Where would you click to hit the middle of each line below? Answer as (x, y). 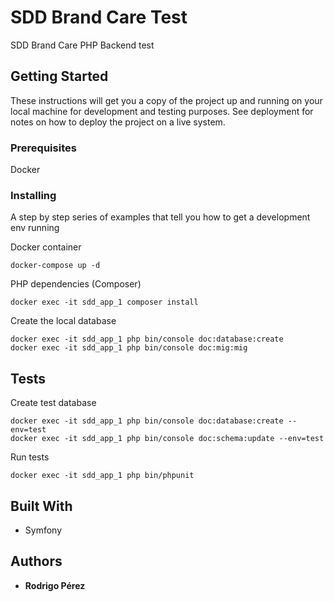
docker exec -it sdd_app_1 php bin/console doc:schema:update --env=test (167, 439)
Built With (41, 506)
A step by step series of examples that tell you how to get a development (160, 217)
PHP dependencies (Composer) (76, 284)
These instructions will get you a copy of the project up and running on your (166, 100)
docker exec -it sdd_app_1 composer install (104, 302)
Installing (33, 195)
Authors (36, 561)
